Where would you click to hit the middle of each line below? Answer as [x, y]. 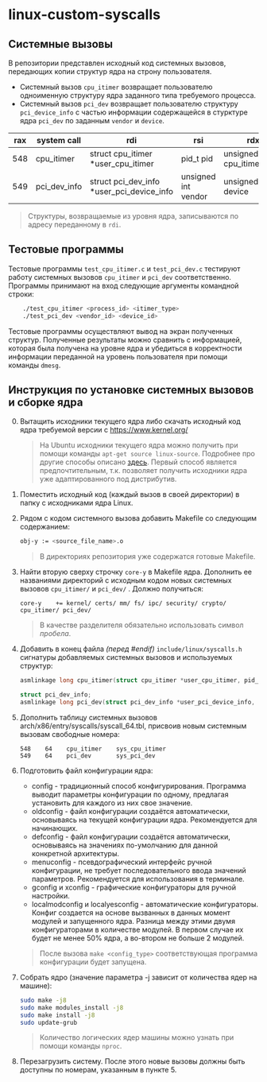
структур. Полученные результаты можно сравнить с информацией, [125, 339]
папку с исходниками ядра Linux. [76, 503]
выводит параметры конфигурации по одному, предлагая [130, 794]
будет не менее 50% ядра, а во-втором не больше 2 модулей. [138, 938]
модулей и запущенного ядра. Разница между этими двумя [133, 921]
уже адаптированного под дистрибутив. [108, 479]
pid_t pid [197, 159]
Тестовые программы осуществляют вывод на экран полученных [120, 331]
